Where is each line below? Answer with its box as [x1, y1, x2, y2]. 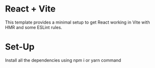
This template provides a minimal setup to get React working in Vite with [5, 19, 150, 25]
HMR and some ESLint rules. [5, 24, 62, 30]
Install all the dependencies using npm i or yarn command [5, 57, 121, 63]
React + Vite [5, 3, 56, 14]
